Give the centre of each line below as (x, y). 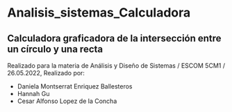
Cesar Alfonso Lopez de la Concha (67, 101)
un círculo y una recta (55, 49)
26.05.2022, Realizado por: (46, 73)
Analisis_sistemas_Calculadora (99, 13)
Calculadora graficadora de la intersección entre (114, 38)
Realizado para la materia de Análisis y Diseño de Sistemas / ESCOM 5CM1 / (116, 66)
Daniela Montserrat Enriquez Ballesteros (75, 86)
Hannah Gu (33, 94)
